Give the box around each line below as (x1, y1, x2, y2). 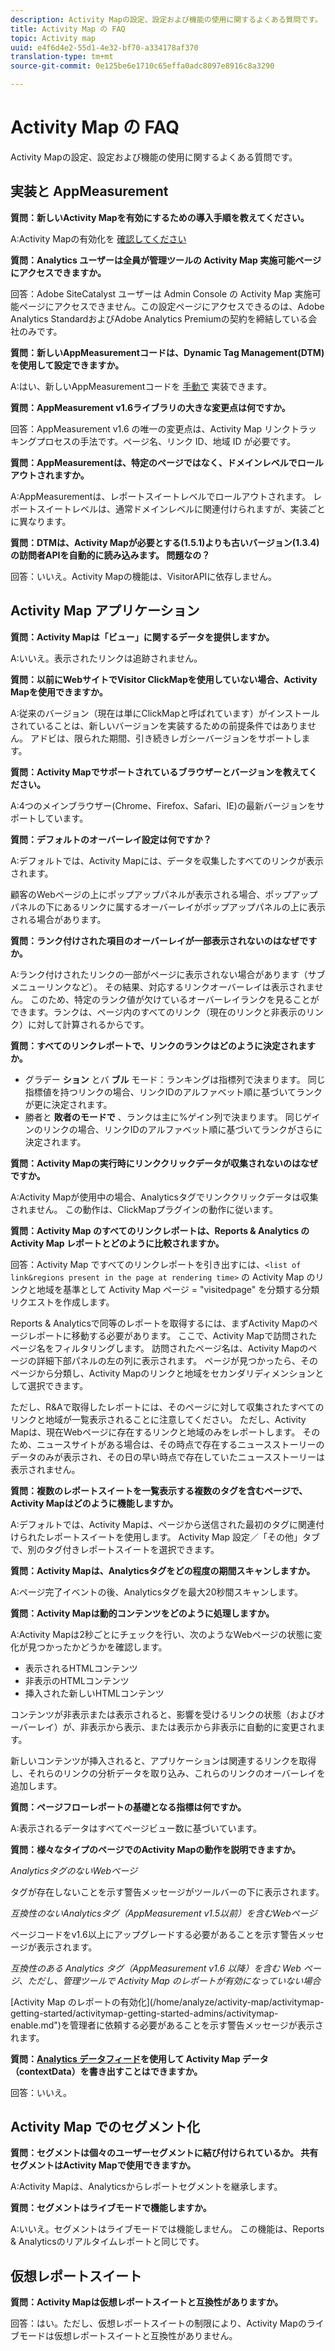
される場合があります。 (10, 913, 107, 925)
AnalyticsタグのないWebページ (10, 1864, 138, 1876)
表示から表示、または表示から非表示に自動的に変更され (88, 1721, 317, 1733)
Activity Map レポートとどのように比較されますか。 (10, 1237, 225, 1249)
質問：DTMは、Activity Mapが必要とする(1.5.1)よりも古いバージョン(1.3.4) (10, 536, 320, 548)
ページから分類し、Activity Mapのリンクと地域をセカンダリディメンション (10, 1367, 316, 1379)
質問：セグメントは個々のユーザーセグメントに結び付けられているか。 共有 (10, 2147, 319, 2159)
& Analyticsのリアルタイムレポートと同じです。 (10, 2236, 205, 2248)
